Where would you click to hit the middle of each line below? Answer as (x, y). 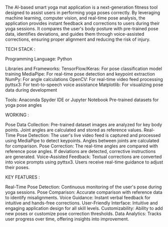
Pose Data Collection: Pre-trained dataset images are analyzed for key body (83, 125)
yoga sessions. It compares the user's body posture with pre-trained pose (82, 29)
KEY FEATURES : (23, 177)
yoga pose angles (24, 105)
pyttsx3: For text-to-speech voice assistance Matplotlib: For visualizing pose (84, 85)
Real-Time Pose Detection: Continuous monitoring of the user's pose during (83, 187)
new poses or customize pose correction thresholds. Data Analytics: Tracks (83, 214)
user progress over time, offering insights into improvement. (67, 219)
